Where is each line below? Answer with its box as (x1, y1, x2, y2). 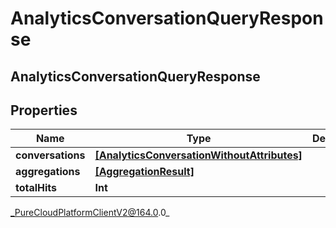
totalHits (15, 181, 58, 195)
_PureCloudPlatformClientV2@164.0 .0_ (10, 207, 170, 219)
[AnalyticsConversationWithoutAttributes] (94, 148, 303, 162)
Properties (10, 102, 78, 119)
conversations (15, 148, 86, 162)
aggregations (15, 165, 81, 179)
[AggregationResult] (94, 165, 195, 179)
